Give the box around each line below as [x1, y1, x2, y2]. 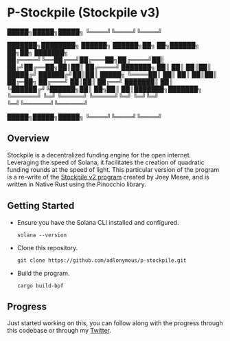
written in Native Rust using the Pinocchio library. [7, 180, 146, 188]
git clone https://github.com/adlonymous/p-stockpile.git [16, 256, 187, 264]
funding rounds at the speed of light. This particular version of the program [7, 165, 220, 173]
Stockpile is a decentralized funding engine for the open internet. [7, 151, 192, 159]
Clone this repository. [16, 243, 78, 252]
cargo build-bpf [16, 282, 64, 289]
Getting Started [7, 200, 75, 212]
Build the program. [16, 269, 70, 277]
